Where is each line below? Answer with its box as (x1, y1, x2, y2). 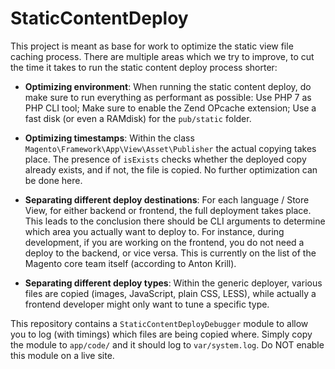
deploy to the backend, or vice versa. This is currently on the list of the (24, 247, 317, 259)
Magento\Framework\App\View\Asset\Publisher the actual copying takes (24, 142, 317, 154)
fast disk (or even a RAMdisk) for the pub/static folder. (24, 112, 252, 124)
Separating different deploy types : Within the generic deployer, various (24, 277, 323, 289)
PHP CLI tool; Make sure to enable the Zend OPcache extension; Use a (24, 102, 317, 114)
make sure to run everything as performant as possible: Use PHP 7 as (24, 91, 312, 103)
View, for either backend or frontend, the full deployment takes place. (24, 204, 312, 216)
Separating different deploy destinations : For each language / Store (24, 193, 310, 206)
